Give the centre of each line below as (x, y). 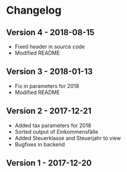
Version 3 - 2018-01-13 (50, 72)
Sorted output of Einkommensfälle (56, 132)
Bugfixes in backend (40, 144)
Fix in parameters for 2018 (47, 86)
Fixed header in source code (50, 46)
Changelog (34, 10)
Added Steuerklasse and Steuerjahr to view (68, 138)
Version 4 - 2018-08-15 (50, 32)
